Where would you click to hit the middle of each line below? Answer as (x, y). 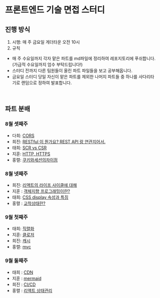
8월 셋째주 (16, 124)
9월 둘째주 (16, 261)
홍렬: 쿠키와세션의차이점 (35, 160)
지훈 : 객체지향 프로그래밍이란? (41, 191)
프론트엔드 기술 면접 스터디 (55, 10)
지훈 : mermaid (27, 278)
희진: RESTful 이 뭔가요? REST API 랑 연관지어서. (59, 141)
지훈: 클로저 (23, 235)
